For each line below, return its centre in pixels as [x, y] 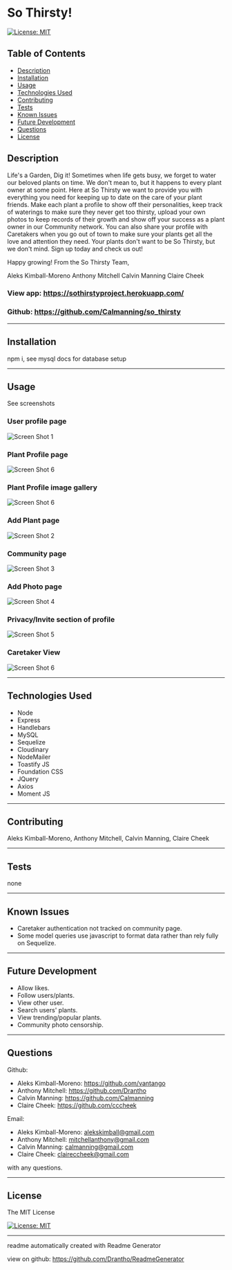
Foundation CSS [40, 771]
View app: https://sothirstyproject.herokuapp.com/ [96, 294]
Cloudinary [33, 749]
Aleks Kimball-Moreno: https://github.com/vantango [91, 1083]
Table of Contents [47, 54]
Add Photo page [35, 587]
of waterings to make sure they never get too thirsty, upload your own [106, 212]
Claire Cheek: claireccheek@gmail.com [73, 1154]
